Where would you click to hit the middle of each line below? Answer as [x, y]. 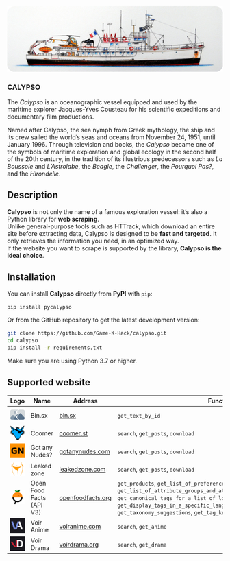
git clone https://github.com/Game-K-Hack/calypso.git [87, 333]
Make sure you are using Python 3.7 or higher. [72, 361]
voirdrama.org [79, 544]
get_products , [137, 484]
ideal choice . [26, 255]
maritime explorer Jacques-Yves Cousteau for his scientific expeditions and [114, 109]
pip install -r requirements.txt [55, 348]
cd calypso [23, 341]
